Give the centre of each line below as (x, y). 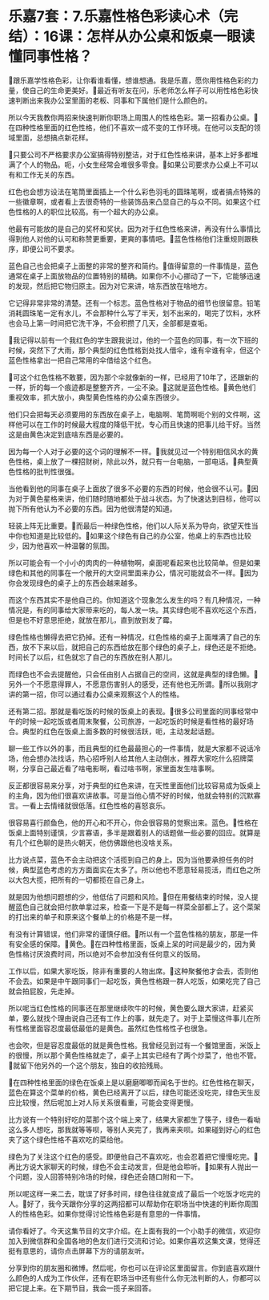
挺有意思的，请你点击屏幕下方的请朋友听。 (78, 1251)
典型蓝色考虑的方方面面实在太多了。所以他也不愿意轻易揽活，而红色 (134, 869)
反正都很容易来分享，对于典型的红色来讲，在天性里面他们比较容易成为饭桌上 (134, 785)
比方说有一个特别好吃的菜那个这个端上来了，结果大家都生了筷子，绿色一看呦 (134, 1119)
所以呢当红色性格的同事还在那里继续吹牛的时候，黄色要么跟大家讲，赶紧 (127, 1008)
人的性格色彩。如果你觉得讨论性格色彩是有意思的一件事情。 (106, 1213)
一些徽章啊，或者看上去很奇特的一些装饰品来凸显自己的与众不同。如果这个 (131, 201)
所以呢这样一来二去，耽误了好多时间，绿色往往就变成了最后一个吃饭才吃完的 (134, 1193)
